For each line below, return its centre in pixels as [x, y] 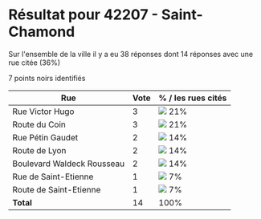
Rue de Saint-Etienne [53, 176]
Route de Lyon [39, 150]
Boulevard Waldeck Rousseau [69, 164]
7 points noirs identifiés [47, 78]
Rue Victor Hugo [43, 112]
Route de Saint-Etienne [57, 189]
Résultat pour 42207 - [84, 15]
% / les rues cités [193, 98]
